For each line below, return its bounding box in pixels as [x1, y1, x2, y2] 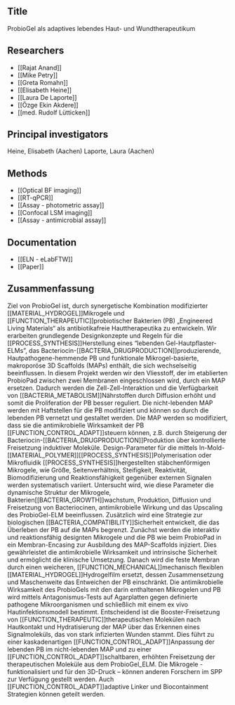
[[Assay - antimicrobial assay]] [17, 216, 107, 224]
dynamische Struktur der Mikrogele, [7, 488, 112, 496]
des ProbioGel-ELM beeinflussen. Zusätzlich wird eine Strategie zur [7, 510, 203, 519]
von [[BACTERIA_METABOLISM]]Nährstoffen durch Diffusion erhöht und [7, 391, 216, 399]
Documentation [7, 236, 77, 248]
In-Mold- [199, 443, 225, 452]
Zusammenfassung [7, 283, 95, 295]
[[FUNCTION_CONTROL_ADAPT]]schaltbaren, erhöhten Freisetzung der [7, 652, 215, 661]
